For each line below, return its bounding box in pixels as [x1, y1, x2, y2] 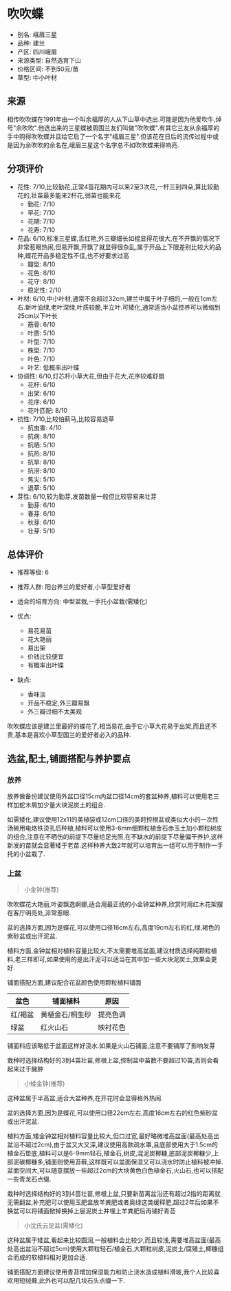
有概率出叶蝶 [27, 661, 64, 670]
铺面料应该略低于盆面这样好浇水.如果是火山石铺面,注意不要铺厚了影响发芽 [7, 1042, 216, 1050]
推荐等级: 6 [16, 568, 49, 577]
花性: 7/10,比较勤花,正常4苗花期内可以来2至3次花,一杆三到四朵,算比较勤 [16, 182, 220, 191]
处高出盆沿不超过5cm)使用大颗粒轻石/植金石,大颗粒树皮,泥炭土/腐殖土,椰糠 [7, 1245, 218, 1253]
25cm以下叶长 [16, 311, 58, 320]
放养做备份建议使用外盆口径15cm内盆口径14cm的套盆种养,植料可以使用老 [7, 792, 214, 800]
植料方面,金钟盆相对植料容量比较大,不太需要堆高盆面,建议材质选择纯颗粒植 [7, 947, 218, 955]
